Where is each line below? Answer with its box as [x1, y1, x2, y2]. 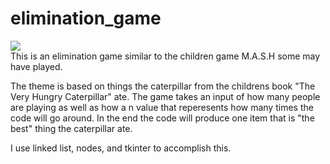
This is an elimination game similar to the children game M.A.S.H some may [10, 50, 321, 62]
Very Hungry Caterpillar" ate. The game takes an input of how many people [10, 90, 321, 102]
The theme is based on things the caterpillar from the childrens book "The [10, 80, 316, 92]
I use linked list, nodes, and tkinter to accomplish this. [10, 142, 232, 154]
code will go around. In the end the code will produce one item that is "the [10, 112, 315, 124]
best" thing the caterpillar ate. [10, 122, 133, 134]
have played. [10, 60, 63, 72]
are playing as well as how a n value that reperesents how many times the [10, 101, 314, 113]
